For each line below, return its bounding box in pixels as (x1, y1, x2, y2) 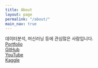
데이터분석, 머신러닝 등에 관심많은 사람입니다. (5, 35, 93, 41)
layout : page (5, 12, 32, 17)
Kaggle (5, 57, 20, 63)
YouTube (5, 52, 23, 58)
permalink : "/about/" (5, 16, 50, 21)
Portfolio (5, 41, 23, 47)
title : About (5, 7, 32, 12)
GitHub (5, 46, 20, 52)
